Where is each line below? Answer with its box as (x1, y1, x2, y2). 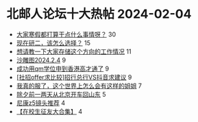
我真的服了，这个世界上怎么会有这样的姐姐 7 (16, 82, 142, 90)
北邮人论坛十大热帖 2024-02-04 (6, 6, 192, 22)
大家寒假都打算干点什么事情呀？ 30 (16, 30, 116, 38)
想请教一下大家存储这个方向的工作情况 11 (16, 47, 132, 56)
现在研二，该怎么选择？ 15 (16, 38, 90, 47)
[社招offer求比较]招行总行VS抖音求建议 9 (16, 73, 132, 81)
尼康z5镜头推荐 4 (16, 99, 66, 107)
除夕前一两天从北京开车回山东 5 (16, 90, 107, 98)
